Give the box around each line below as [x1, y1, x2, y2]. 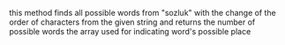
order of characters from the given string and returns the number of [9, 17, 256, 27]
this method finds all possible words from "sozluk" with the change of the [9, 8, 276, 18]
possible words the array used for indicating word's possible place [9, 26, 251, 36]
